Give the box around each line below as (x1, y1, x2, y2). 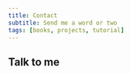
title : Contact (8, 11, 58, 20)
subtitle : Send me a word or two (8, 19, 118, 27)
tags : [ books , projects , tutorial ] (8, 26, 125, 34)
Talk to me (8, 55, 60, 68)
